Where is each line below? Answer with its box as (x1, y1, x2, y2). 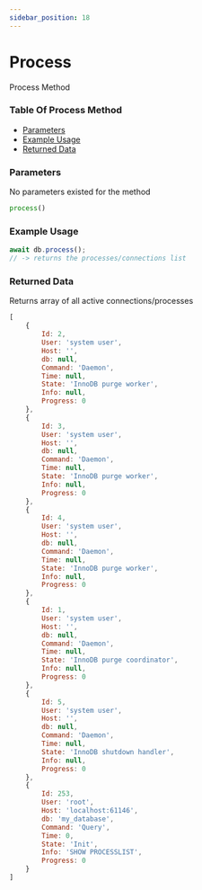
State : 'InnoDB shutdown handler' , (41, 747, 175, 756)
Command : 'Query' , (41, 823, 110, 832)
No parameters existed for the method (9, 186, 151, 198)
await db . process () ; (9, 245, 87, 254)
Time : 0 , (41, 831, 75, 841)
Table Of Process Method (9, 104, 123, 117)
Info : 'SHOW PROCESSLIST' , (41, 848, 143, 857)
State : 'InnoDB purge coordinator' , (41, 655, 179, 665)
